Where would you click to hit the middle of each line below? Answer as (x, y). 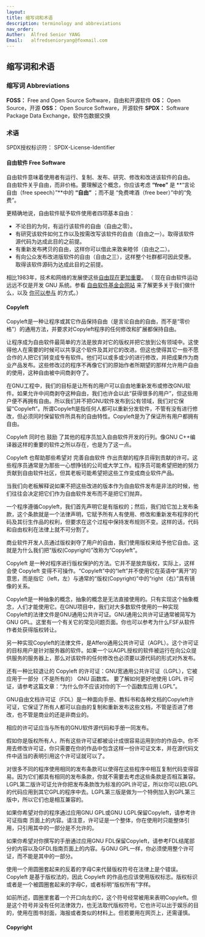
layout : (16, 12)
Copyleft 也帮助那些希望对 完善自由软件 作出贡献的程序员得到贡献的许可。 (99, 458)
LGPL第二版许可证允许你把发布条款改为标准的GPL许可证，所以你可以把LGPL (102, 785)
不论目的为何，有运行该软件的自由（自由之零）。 (75, 226)
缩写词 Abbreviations (38, 86)
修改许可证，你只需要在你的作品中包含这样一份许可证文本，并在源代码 (105, 748)
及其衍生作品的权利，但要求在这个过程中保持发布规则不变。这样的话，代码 (105, 522)
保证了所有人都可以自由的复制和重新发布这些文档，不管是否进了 (107, 707)
